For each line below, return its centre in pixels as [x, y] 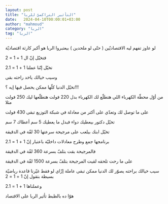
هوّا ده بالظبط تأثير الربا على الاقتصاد [40, 196]
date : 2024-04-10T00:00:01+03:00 [43, 19]
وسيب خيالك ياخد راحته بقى [31, 77]
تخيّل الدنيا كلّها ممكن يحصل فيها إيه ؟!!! [42, 87]
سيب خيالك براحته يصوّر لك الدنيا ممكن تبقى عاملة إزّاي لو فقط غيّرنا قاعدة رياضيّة [82, 171]
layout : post [19, 10]
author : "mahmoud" [25, 24]
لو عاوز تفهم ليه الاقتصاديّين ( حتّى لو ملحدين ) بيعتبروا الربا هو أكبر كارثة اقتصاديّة [80, 48]
